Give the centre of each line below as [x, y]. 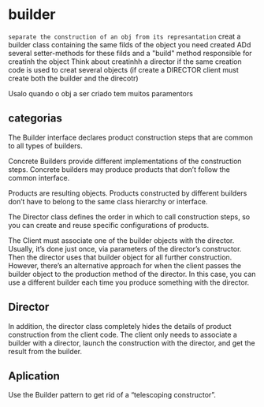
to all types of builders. [45, 146]
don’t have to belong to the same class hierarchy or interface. [108, 201]
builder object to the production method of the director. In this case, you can [132, 274]
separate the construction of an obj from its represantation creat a [125, 36]
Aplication [34, 376]
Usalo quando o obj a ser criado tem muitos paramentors [100, 93]
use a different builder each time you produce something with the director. [129, 282]
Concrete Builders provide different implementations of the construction [125, 161]
